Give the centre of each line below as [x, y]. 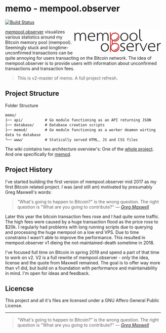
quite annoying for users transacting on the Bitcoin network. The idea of [78, 58]
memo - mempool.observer [62, 9]
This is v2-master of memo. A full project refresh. [67, 78]
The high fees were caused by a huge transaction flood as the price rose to [82, 222]
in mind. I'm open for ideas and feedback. [47, 273]
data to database [23, 135]
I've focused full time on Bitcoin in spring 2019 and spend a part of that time [82, 252]
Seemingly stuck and [26, 47]
